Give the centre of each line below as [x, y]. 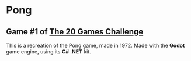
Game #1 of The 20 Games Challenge [75, 32]
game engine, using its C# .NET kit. [49, 52]
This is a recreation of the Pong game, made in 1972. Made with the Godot [95, 45]
